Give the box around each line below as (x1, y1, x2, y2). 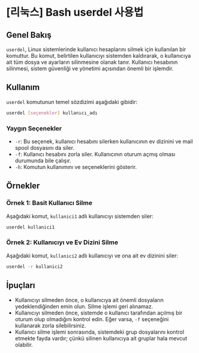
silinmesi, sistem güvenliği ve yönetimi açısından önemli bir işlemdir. (6, 65, 174, 72)
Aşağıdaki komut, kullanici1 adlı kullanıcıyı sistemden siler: (6, 212, 154, 219)
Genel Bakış (6, 29, 52, 40)
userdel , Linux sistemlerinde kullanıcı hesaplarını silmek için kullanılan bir (6, 46, 186, 53)
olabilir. (14, 341, 33, 348)
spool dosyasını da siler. (14, 144, 75, 151)
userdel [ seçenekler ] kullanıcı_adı (6, 109, 98, 116)
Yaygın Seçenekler (6, 124, 62, 132)
